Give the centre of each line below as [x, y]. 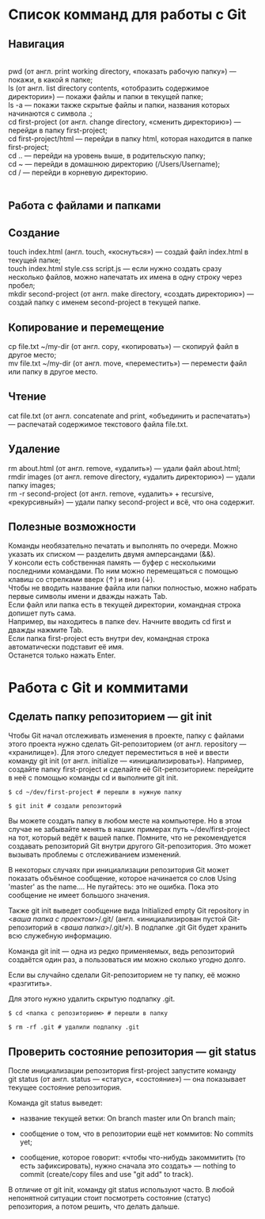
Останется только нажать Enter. [62, 655]
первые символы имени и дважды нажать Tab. [88, 596]
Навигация [36, 44]
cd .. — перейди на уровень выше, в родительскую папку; [107, 155]
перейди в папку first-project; [58, 130]
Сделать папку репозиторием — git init [110, 717]
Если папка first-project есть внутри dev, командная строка [109, 638]
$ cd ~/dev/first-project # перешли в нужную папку [95, 792]
